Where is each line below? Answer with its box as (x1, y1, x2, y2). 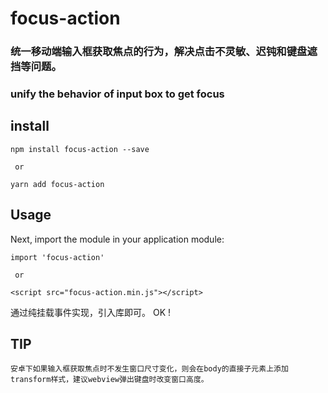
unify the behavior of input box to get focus (10, 87, 225, 101)
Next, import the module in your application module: (10, 233, 225, 245)
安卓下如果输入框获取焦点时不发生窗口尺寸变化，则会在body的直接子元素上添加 (10, 364, 289, 374)
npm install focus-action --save (10, 144, 150, 154)
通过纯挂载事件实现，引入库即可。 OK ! (10, 306, 172, 318)
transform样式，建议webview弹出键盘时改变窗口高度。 (10, 375, 209, 385)
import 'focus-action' (10, 252, 105, 262)
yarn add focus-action (10, 179, 105, 189)
